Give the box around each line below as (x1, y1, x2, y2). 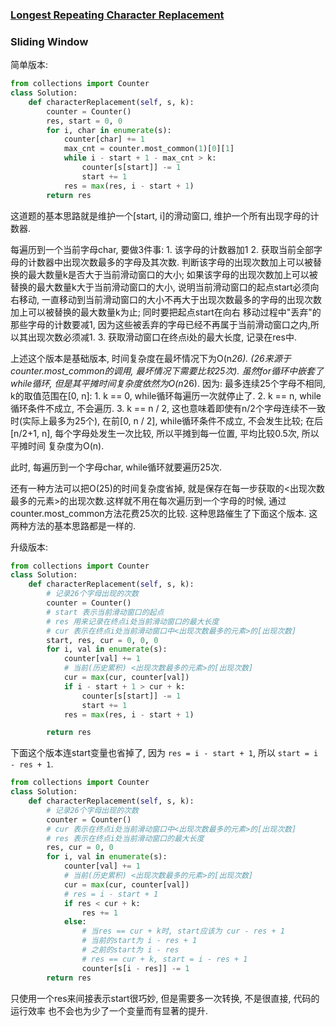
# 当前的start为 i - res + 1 (81, 936, 198, 946)
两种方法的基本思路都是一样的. (10, 519, 137, 532)
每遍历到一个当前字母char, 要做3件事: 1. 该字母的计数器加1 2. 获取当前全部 (10, 243, 314, 255)
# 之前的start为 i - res (81, 945, 180, 955)
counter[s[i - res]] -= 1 (81, 963, 190, 973)
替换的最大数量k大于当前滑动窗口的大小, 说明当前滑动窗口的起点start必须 (10, 281, 311, 293)
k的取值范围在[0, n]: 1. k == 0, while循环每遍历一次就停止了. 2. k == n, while (10, 389, 322, 402)
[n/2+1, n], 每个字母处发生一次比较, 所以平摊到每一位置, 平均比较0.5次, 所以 (10, 427, 320, 439)
